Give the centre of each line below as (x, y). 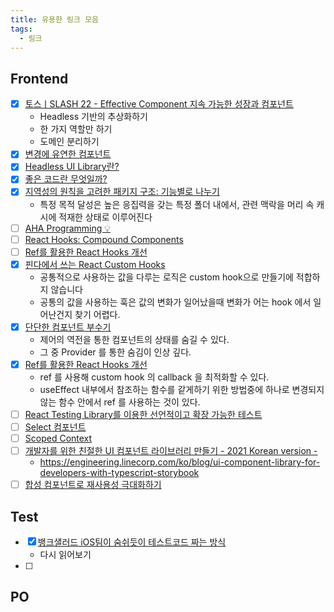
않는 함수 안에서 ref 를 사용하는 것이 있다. (120, 402)
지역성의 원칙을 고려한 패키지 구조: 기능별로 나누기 (122, 192)
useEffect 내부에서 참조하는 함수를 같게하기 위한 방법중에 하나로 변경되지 (182, 389)
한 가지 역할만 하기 (76, 129)
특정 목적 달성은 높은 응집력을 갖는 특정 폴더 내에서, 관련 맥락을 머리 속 (177, 204)
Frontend (39, 78)
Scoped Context (58, 438)
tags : (21, 29)
